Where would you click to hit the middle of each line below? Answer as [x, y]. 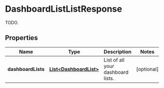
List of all [114, 60]
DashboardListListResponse [64, 9]
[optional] [147, 69]
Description [118, 51]
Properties [21, 38]
